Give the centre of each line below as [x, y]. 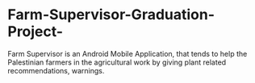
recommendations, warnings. [56, 70]
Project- [36, 32]
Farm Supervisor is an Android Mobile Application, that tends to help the [127, 53]
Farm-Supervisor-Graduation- [111, 15]
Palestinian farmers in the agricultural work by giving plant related [117, 62]
